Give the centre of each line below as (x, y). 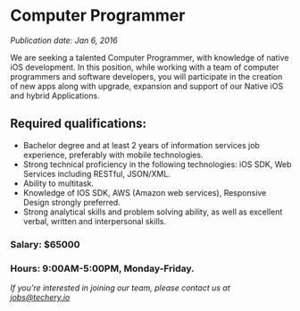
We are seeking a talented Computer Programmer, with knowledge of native (150, 57)
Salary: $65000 (45, 244)
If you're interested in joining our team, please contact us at (120, 288)
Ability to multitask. (58, 183)
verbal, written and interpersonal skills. (94, 221)
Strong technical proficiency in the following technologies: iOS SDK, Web (157, 164)
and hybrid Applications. (55, 96)
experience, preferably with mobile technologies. (113, 155)
